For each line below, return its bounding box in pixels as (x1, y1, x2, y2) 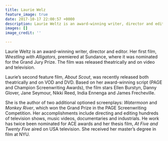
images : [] (5, 26, 28, 31)
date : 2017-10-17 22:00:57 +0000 (5, 16, 75, 21)
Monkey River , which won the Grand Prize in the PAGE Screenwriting (5, 105, 146, 111)
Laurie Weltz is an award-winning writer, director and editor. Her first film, (5, 48, 156, 54)
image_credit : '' (5, 30, 41, 35)
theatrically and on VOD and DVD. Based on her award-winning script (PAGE (5, 79, 162, 85)
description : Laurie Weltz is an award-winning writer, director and (5, 21, 153, 26)
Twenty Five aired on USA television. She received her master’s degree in (5, 126, 156, 132)
